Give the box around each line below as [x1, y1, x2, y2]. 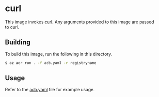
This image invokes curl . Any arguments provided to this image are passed [5, 19, 154, 25]
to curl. [5, 24, 19, 30]
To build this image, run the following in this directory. [5, 51, 112, 57]
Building [5, 38, 31, 47]
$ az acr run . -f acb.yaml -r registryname [5, 60, 96, 65]
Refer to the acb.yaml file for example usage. [5, 87, 95, 93]
